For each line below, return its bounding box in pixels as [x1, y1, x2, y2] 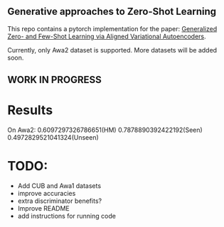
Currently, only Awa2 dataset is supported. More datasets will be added [7, 45, 218, 54]
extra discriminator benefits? [17, 196, 102, 205]
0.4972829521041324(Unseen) [7, 133, 100, 142]
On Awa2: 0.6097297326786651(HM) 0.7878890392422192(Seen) [7, 126, 203, 134]
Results [7, 102, 53, 118]
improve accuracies [17, 189, 76, 198]
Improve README [17, 204, 70, 213]
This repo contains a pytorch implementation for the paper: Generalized [7, 24, 218, 33]
